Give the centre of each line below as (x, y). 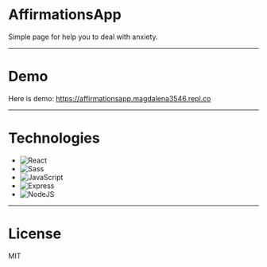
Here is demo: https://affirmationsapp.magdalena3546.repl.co (110, 98)
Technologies (54, 138)
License (35, 234)
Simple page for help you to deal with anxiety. (83, 37)
